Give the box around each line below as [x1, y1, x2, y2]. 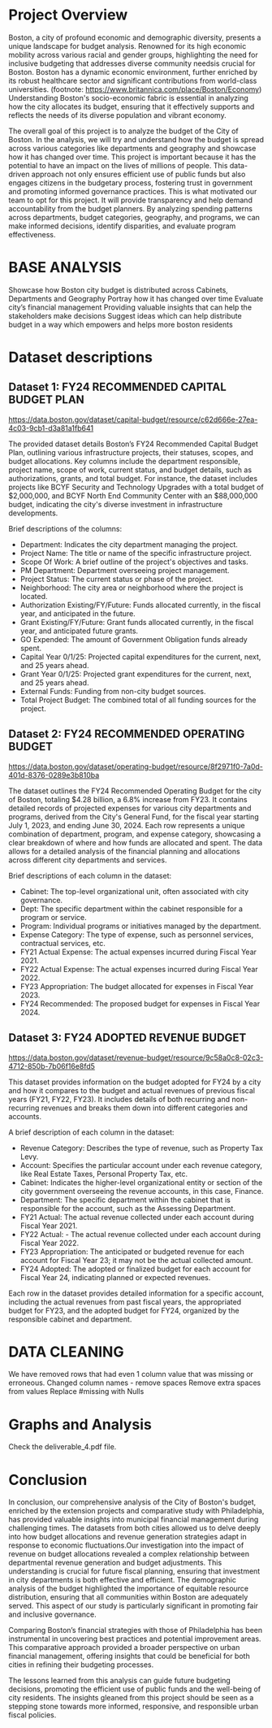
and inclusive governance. [8, 1609, 97, 1619]
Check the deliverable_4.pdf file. [8, 1442, 117, 1452]
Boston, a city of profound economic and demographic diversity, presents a [8, 33, 261, 42]
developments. [8, 508, 58, 518]
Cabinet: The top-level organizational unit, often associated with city [19, 886, 249, 896]
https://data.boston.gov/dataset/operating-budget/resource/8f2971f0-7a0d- [8, 762, 264, 771]
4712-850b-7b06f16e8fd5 [8, 1061, 96, 1070]
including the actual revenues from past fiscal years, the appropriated [8, 1296, 242, 1306]
